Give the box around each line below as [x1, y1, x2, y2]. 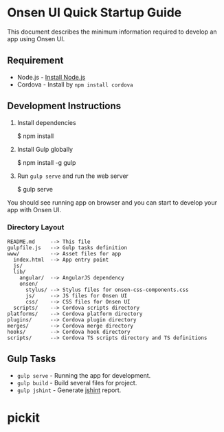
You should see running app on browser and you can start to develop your [7, 198, 218, 207]
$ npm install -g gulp [16, 158, 76, 166]
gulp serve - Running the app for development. [16, 371, 151, 379]
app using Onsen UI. [7, 34, 65, 43]
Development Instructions [7, 100, 122, 112]
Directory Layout [7, 223, 65, 232]
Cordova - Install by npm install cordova [16, 80, 133, 89]
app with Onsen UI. [7, 205, 62, 214]
